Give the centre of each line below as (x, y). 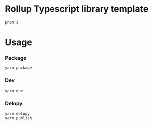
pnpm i (12, 22)
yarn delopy (17, 113)
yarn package (19, 68)
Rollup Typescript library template (77, 9)
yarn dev (14, 91)
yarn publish (19, 118)
